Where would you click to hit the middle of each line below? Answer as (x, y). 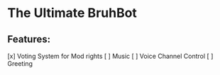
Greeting (20, 64)
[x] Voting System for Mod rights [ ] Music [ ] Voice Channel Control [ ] (110, 56)
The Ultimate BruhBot (72, 13)
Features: (29, 39)
